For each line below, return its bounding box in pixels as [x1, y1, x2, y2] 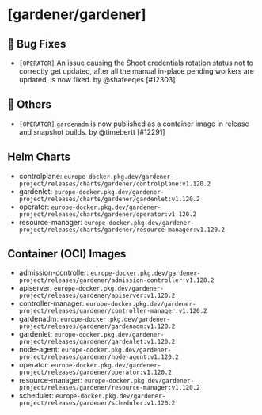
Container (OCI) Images [7, 247, 127, 261]
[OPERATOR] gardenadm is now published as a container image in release [18, 119, 250, 128]
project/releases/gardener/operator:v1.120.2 [18, 368, 172, 377]
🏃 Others [7, 97, 52, 112]
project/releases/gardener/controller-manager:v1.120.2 [18, 307, 207, 315]
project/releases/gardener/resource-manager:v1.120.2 [18, 384, 200, 392]
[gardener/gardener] [7, 6, 146, 24]
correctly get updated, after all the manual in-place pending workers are [18, 67, 255, 76]
